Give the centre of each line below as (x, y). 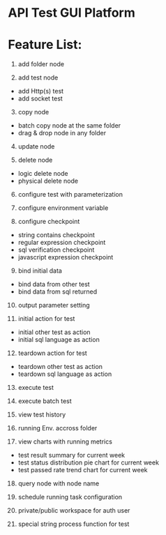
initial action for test (46, 319)
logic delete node (43, 174)
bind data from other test (54, 285)
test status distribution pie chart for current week (89, 462)
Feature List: (45, 45)
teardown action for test (53, 353)
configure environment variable (63, 208)
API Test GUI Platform (71, 13)
